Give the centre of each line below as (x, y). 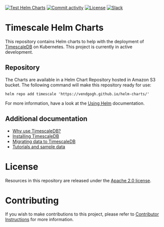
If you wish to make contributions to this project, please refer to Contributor (82, 214)
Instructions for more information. (39, 220)
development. (19, 52)
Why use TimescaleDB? (36, 131)
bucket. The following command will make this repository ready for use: (78, 85)
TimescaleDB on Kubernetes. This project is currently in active (69, 47)
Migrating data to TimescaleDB (44, 141)
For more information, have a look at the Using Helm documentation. (75, 103)
